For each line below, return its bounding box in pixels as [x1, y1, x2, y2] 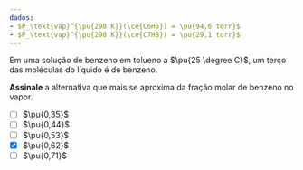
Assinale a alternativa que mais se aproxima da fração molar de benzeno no [9, 82, 294, 93]
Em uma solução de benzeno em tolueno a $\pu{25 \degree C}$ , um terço [9, 55, 287, 66]
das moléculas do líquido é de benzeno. [9, 64, 158, 75]
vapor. [9, 91, 33, 102]
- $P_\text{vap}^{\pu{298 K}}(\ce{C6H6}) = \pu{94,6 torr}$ [9, 22, 241, 31]
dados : [9, 13, 34, 23]
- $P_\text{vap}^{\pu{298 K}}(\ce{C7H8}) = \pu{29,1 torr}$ [9, 30, 241, 39]
